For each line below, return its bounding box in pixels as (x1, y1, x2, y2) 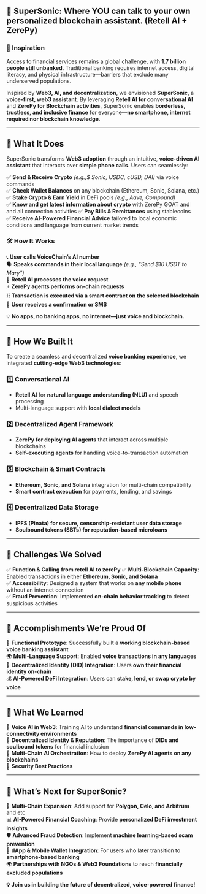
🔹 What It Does (6, 139, 64, 149)
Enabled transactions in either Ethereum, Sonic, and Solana (6, 573, 158, 580)
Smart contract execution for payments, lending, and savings (15, 487, 172, 495)
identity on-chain (6, 668, 52, 675)
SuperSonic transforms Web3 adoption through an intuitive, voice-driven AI (6, 155, 200, 162)
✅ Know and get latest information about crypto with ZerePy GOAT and (6, 201, 190, 208)
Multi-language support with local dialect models (15, 404, 141, 411)
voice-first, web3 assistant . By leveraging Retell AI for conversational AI (6, 96, 193, 103)
